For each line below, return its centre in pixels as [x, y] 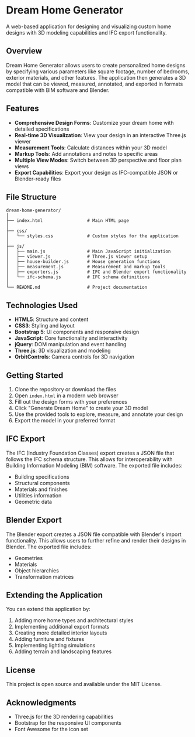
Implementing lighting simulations [55, 646]
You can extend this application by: [48, 609]
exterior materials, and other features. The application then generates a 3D [96, 77]
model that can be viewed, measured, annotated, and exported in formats [95, 84]
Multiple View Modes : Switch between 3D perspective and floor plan [98, 160]
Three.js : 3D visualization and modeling [62, 351]
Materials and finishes [41, 489]
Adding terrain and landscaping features [63, 651]
